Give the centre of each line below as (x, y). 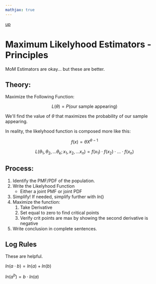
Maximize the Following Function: (40, 97)
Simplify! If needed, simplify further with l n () (58, 197)
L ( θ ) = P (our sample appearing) (85, 106)
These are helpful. (24, 256)
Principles (27, 55)
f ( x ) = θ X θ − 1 (85, 141)
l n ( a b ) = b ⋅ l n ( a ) (22, 276)
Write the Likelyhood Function (44, 186)
